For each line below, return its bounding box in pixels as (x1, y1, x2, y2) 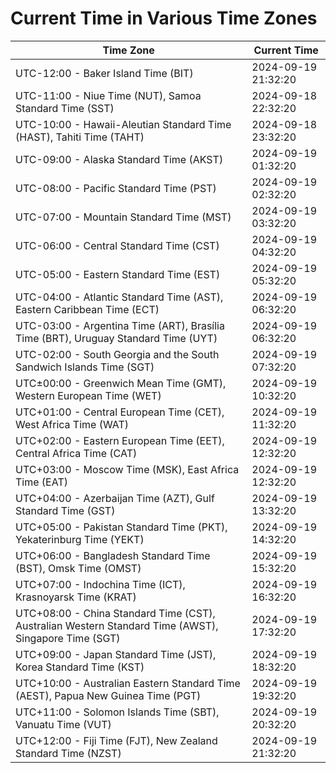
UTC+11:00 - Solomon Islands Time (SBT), (15, 705, 220, 719)
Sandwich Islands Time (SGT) (15, 360, 155, 374)
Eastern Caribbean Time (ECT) (15, 302, 160, 316)
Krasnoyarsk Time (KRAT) (15, 590, 137, 604)
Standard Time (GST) (15, 503, 116, 517)
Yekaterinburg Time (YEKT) (15, 532, 145, 546)
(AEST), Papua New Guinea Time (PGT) (15, 688, 202, 702)
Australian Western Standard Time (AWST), (15, 618, 219, 632)
